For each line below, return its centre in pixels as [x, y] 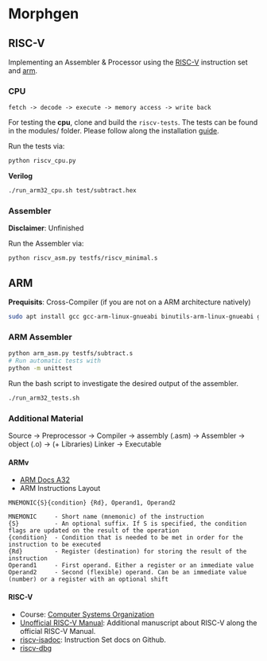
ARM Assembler [41, 337]
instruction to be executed [55, 545]
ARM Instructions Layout [60, 489]
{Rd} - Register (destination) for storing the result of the [128, 552]
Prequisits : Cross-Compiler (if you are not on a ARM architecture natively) [130, 302]
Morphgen [44, 14]
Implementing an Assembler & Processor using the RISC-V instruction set [128, 62]
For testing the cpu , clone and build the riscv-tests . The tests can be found [133, 122]
